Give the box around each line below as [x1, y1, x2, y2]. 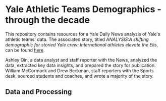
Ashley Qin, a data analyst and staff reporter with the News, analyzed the [5, 57, 157, 63]
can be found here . [5, 47, 45, 53]
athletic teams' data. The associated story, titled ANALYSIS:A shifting [5, 36, 149, 42]
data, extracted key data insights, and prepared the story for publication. [5, 62, 156, 68]
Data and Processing [5, 87, 72, 96]
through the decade [5, 14, 90, 26]
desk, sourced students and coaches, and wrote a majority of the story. [5, 73, 154, 79]
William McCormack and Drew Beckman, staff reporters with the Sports [5, 67, 154, 74]
